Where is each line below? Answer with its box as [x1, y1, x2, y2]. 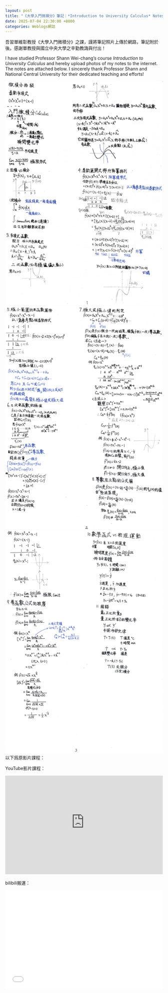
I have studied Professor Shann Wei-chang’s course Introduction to [5, 55, 143, 61]
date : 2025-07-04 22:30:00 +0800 [5, 19, 75, 24]
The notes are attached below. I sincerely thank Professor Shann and [5, 66, 147, 72]
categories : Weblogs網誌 [5, 24, 55, 29]
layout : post [5, 8, 32, 13]
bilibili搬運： [5, 880, 30, 886]
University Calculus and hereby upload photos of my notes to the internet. [5, 61, 158, 67]
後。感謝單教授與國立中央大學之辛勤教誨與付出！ [5, 45, 106, 51]
